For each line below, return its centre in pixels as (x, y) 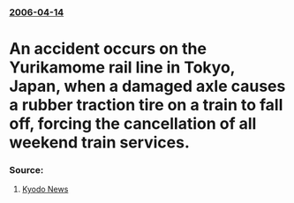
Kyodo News (45, 189)
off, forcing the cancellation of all (133, 124)
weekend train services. (99, 143)
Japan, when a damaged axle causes (147, 86)
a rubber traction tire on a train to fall (146, 105)
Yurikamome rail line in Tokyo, (122, 68)
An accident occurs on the (108, 49)
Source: (26, 170)
